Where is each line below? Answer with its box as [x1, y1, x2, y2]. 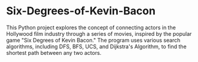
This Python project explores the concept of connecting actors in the [6, 24, 176, 31]
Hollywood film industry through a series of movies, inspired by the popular [6, 30, 192, 37]
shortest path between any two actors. [6, 49, 102, 56]
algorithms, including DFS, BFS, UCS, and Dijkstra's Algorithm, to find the [6, 43, 187, 50]
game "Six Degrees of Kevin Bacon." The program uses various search [6, 36, 181, 44]
